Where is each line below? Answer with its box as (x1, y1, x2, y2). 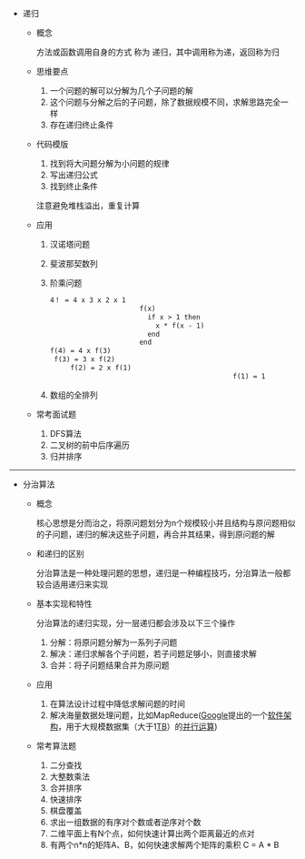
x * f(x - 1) (155, 321, 205, 330)
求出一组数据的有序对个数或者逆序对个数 (49, 816, 202, 827)
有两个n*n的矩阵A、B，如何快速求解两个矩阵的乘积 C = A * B (49, 839, 280, 850)
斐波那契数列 (49, 258, 98, 268)
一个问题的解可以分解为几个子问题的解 (49, 86, 193, 96)
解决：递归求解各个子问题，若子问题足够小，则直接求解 (49, 648, 257, 659)
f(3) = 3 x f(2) (54, 355, 115, 364)
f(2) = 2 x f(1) (70, 363, 132, 372)
